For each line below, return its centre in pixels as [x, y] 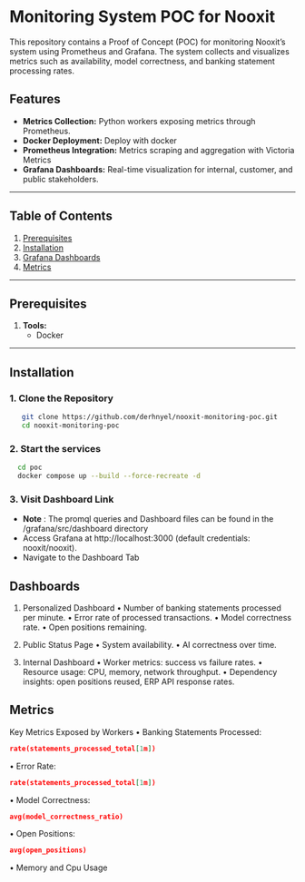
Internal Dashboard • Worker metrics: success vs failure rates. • [143, 662]
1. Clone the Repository [61, 398]
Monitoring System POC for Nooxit [143, 17]
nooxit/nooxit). [49, 548]
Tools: [34, 326]
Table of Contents [61, 216]
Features [35, 99]
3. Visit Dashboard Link [62, 499]
